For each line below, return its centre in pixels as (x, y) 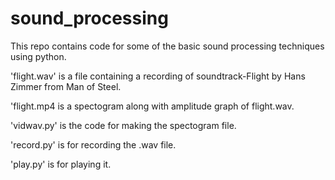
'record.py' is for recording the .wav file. (93, 144)
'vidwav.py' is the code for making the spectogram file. (123, 125)
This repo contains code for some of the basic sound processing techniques (167, 46)
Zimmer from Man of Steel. (66, 86)
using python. (38, 56)
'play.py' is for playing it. (61, 164)
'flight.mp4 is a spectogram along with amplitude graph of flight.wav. (152, 106)
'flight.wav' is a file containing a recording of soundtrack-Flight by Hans (158, 76)
